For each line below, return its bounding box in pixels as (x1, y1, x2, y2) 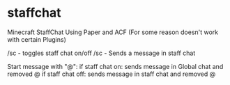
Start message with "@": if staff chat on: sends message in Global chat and (7, 62, 224, 70)
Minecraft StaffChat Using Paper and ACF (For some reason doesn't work (7, 28, 219, 36)
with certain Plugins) (7, 35, 66, 43)
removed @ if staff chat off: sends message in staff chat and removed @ (7, 70, 216, 78)
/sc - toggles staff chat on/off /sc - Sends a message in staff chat (7, 49, 196, 57)
